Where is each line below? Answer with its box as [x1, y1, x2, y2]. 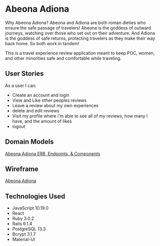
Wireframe [5, 164, 39, 173]
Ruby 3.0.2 [12, 216, 34, 221]
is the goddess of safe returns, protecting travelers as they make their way [5, 35, 156, 41]
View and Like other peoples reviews [12, 97, 87, 103]
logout [12, 123, 25, 129]
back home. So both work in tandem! [5, 40, 80, 46]
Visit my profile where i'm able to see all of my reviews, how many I [12, 113, 148, 119]
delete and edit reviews [12, 108, 60, 113]
